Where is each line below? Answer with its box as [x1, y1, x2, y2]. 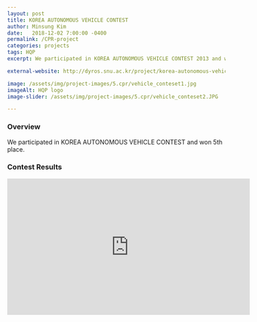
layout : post [7, 10, 45, 17]
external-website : [7, 67, 60, 75]
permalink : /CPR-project [7, 36, 79, 43]
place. [7, 145, 26, 153]
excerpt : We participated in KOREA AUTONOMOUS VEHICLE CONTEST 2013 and [7, 55, 222, 62]
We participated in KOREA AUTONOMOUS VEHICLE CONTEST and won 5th [7, 138, 223, 146]
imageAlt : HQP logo [7, 87, 64, 93]
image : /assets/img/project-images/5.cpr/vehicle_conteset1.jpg [7, 80, 197, 87]
